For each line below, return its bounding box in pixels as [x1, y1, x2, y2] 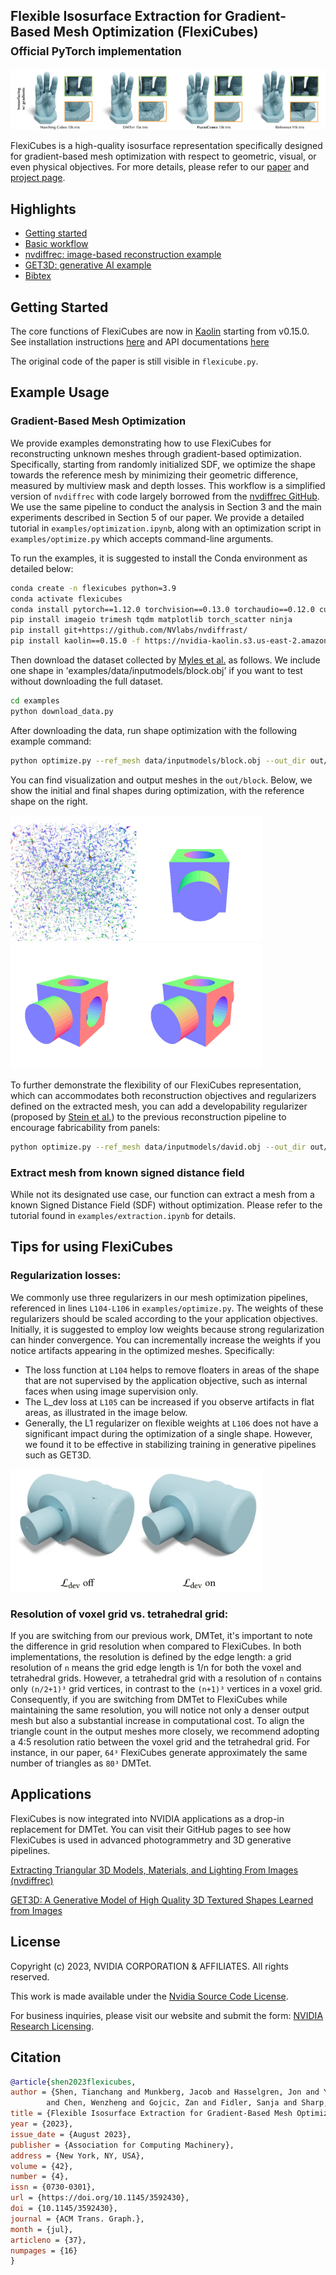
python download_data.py [10, 706, 114, 716]
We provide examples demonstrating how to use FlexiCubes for [10, 437, 272, 449]
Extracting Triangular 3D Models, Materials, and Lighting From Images [10, 1864, 299, 1876]
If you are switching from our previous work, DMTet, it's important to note [10, 1630, 313, 1642]
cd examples [10, 696, 60, 706]
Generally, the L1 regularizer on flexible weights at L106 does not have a [24, 1417, 319, 1429]
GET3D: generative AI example [24, 259, 152, 271]
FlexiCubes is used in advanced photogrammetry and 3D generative [10, 1834, 292, 1846]
